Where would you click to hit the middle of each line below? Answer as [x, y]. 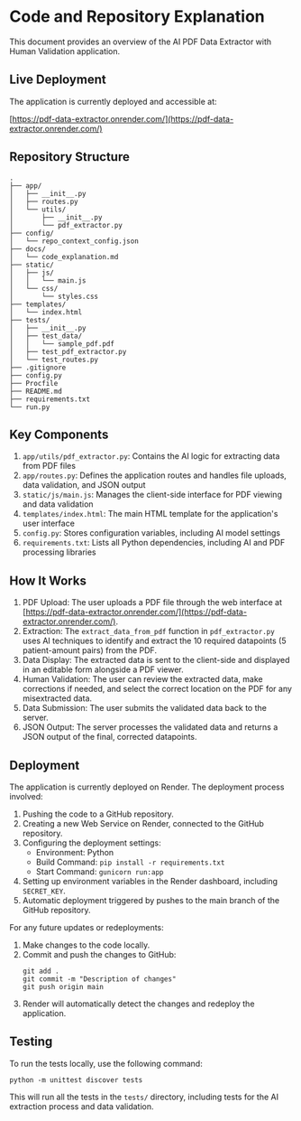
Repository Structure [70, 157]
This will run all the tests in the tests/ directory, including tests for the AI [144, 1097]
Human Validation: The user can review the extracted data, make [142, 679]
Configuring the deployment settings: [91, 843]
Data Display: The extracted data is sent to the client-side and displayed [156, 660]
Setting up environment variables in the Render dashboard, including [150, 881]
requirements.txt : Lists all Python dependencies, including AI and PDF [154, 543]
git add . [41, 971]
